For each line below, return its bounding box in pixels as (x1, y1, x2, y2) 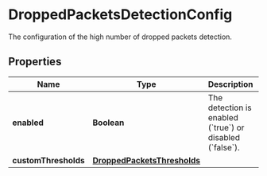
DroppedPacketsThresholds (92, 154, 201, 166)
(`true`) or (207, 122, 245, 133)
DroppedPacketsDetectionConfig (8, 6, 233, 24)
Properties (8, 55, 62, 68)
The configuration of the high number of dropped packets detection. (8, 32, 233, 41)
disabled (207, 131, 241, 143)
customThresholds (12, 154, 85, 166)
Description (207, 78, 253, 89)
